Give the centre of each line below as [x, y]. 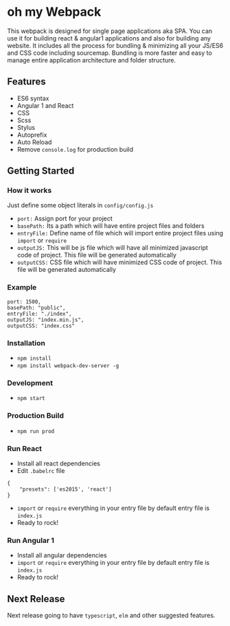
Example [22, 288]
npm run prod [36, 431]
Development [30, 383]
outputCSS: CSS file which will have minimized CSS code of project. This [119, 262]
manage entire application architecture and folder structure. [92, 60]
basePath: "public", [37, 308]
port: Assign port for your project [65, 219]
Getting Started [41, 171]
